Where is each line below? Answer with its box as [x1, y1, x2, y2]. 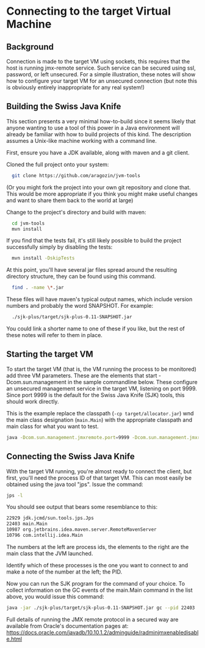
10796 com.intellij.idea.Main [6, 533, 84, 539]
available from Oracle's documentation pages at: [6, 622, 129, 630]
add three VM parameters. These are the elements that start [6, 371, 157, 379]
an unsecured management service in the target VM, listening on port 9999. [6, 385, 197, 392]
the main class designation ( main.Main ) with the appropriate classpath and [6, 416, 192, 423]
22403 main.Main [6, 521, 48, 527]
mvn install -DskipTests [12, 255, 75, 261]
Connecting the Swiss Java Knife [6, 451, 135, 462]
